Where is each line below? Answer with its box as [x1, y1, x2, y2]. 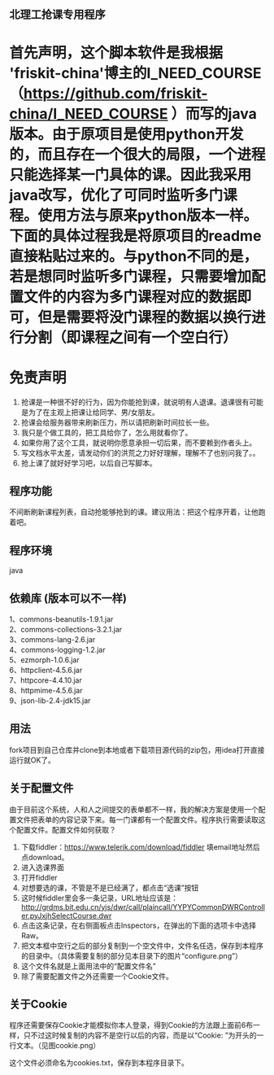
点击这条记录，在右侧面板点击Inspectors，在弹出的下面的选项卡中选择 [20, 920, 257, 930]
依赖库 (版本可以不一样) [9, 591, 127, 605]
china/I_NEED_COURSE [9, 104, 168, 123]
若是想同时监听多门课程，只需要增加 [9, 267, 252, 286]
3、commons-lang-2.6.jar [9, 634, 96, 645]
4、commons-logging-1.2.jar [9, 645, 106, 654]
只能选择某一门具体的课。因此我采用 [9, 165, 252, 184]
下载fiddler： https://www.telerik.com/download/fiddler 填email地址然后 [20, 841, 261, 852]
